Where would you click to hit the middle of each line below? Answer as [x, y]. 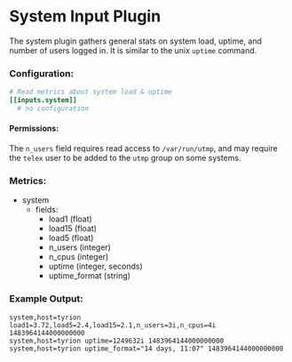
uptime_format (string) [90, 276]
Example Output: [46, 299]
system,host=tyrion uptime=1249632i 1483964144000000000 [117, 341]
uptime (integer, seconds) [96, 266]
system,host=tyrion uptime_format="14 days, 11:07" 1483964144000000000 [146, 349]
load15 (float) [73, 229]
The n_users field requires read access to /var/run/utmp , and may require [143, 149]
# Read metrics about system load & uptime [91, 92]
